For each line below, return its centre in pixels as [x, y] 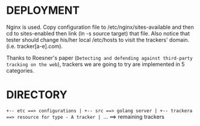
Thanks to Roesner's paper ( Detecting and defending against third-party [99, 58]
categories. [20, 70]
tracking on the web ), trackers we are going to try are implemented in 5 [95, 64]
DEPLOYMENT [43, 10]
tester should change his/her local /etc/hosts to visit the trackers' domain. [98, 40]
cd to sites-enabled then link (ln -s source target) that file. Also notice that [98, 33]
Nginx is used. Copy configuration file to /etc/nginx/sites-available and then [100, 27]
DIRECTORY [37, 95]
